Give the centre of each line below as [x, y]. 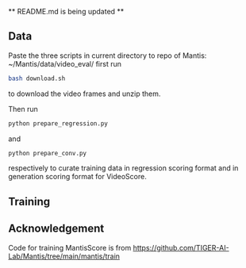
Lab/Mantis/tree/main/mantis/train [64, 256]
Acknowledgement [56, 229]
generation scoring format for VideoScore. [77, 177]
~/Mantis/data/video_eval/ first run [65, 63]
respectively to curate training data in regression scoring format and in [123, 168]
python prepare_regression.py [58, 123]
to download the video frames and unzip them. [85, 94]
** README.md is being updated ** [66, 11]
